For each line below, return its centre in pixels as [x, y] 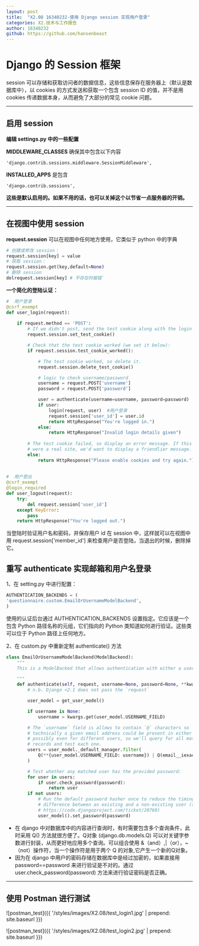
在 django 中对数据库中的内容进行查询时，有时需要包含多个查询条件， [100, 828]
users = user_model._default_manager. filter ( [85, 750]
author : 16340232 [28, 28]
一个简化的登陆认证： [32, 290]
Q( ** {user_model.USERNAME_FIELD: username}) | [96, 755]
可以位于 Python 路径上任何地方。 [47, 633]
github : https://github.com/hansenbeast [57, 34]
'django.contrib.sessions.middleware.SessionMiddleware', [79, 163]
